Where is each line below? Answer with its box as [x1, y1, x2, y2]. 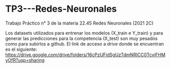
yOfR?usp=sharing [5, 57, 45, 63]
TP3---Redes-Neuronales [5, 3, 117, 15]
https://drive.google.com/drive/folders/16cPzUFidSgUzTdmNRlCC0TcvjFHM [5, 52, 166, 58]
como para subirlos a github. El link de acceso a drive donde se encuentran [5, 40, 164, 47]
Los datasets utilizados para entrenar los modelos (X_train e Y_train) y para [5, 30, 163, 36]
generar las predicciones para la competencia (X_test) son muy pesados [5, 35, 158, 41]
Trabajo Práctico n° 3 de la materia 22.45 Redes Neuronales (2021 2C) [5, 20, 154, 26]
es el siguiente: [5, 46, 37, 52]
